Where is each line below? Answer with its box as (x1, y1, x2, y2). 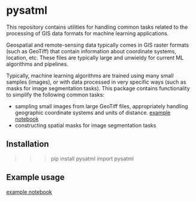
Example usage (6, 172, 65, 182)
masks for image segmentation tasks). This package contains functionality (6, 84, 190, 92)
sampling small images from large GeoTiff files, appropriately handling (14, 102, 188, 109)
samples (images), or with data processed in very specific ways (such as (6, 78, 186, 86)
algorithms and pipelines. (6, 60, 69, 68)
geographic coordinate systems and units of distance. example (14, 109, 171, 116)
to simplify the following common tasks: (6, 91, 105, 98)
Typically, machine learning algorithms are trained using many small (6, 72, 174, 79)
